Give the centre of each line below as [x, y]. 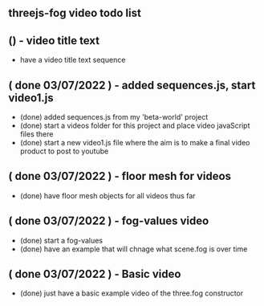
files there [37, 134]
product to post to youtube [64, 151]
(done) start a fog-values [61, 240]
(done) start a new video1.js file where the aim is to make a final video [135, 143]
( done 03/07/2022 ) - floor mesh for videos [120, 176]
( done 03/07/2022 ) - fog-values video [109, 221]
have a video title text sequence [73, 60]
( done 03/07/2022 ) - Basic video [95, 274]
